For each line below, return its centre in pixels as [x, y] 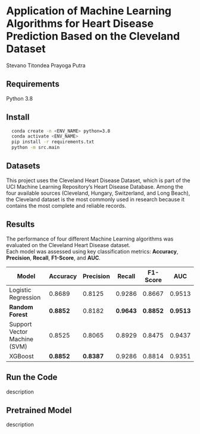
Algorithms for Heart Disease [80, 24]
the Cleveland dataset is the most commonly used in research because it [95, 199]
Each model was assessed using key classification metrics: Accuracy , [92, 251]
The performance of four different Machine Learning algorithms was [90, 239]
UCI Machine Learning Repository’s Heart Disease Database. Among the [95, 186]
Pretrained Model [39, 410]
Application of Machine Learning [89, 11]
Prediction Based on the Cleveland [93, 36]
